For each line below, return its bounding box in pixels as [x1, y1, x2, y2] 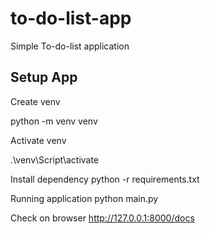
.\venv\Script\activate [10, 153, 100, 166]
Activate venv [10, 134, 67, 146]
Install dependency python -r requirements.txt [10, 173, 200, 185]
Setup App [10, 69, 78, 86]
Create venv [10, 95, 61, 107]
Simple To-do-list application [10, 40, 130, 52]
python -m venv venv [10, 115, 98, 127]
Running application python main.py [10, 192, 159, 204]
